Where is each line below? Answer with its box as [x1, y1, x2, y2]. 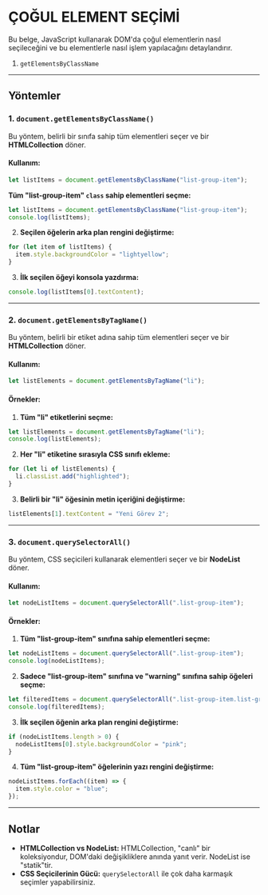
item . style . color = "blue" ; [15, 785, 109, 793]
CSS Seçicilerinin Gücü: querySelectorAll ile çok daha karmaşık [19, 869, 233, 878]
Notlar [8, 822, 41, 836]
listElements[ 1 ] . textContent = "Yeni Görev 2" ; [8, 509, 170, 517]
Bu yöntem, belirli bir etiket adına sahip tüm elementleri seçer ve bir [8, 333, 230, 342]
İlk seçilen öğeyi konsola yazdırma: [19, 273, 140, 282]
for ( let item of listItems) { [8, 243, 112, 251]
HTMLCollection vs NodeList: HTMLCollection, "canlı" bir [19, 843, 211, 853]
